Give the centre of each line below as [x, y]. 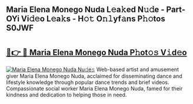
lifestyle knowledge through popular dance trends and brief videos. [88, 82]
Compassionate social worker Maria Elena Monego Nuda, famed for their [94, 88]
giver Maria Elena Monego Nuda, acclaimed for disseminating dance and [94, 76]
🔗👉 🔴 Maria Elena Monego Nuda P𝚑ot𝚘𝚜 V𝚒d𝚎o [96, 52]
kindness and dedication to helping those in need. [66, 95]
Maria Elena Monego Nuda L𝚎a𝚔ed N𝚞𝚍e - [85, 10]
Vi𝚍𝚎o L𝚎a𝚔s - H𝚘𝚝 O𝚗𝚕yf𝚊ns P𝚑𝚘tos [93, 19]
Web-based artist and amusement [138, 69]
